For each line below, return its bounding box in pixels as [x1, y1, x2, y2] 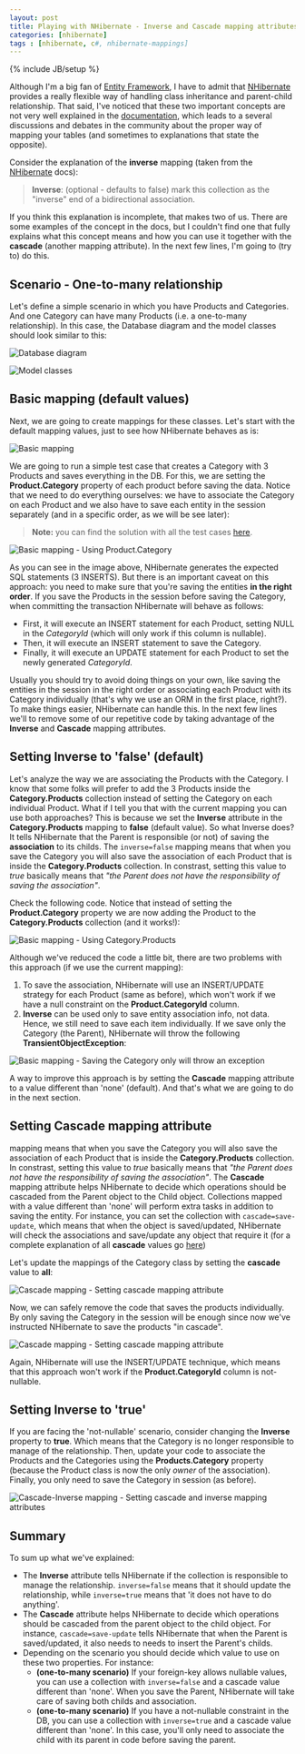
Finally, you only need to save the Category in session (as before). [9, 1475, 257, 1485]
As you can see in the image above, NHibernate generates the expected [9, 562, 279, 573]
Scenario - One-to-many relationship [9, 277, 223, 292]
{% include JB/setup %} [9, 64, 100, 75]
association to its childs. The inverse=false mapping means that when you [9, 841, 291, 852]
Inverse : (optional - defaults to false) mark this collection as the [31, 184, 271, 196]
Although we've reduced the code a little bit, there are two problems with [9, 952, 283, 963]
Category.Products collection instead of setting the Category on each [9, 793, 272, 804]
